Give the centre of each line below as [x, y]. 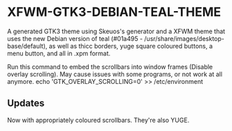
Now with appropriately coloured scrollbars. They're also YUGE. [98, 120]
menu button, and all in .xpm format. [59, 53]
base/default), [27, 46]
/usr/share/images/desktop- [185, 38]
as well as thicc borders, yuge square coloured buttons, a [131, 46]
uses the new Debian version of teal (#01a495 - [75, 38]
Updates [26, 104]
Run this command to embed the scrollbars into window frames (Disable [110, 67]
